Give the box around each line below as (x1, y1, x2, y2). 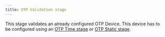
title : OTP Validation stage (5, 7, 67, 12)
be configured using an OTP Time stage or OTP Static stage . (5, 26, 131, 32)
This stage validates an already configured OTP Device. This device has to (5, 21, 160, 27)
